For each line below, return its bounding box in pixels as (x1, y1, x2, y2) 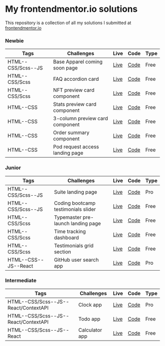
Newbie (5, 37, 24, 44)
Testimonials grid (54, 242, 94, 249)
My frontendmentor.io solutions (5, 3, 138, 15)
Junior (5, 164, 21, 171)
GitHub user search (54, 256, 99, 263)
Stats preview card (53, 101, 97, 108)
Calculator (78, 326, 102, 333)
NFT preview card (53, 87, 95, 94)
